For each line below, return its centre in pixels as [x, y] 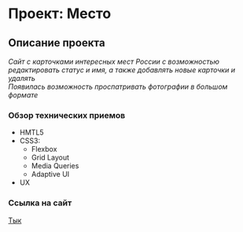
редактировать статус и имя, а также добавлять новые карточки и [122, 70]
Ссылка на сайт [40, 203]
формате [23, 95]
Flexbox [44, 149]
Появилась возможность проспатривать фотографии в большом [118, 87]
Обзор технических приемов [67, 115]
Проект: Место [60, 14]
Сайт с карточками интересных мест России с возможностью [114, 61]
